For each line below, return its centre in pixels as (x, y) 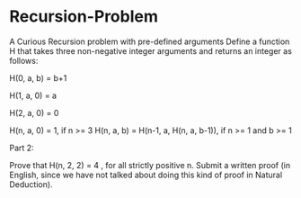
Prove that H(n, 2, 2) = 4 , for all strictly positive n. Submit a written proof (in (150, 165)
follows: (24, 60)
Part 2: (22, 148)
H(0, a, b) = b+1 (38, 77)
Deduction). (31, 184)
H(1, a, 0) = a (33, 95)
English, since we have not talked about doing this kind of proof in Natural (146, 175)
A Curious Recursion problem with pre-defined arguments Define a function (150, 41)
